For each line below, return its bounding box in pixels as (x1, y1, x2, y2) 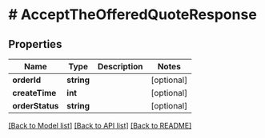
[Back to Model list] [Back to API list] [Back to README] (8, 121, 192, 130)
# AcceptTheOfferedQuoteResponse (8, 6, 258, 24)
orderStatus (12, 101, 59, 111)
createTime (12, 88, 57, 98)
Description (97, 61, 143, 72)
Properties (8, 37, 62, 51)
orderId (12, 74, 42, 85)
